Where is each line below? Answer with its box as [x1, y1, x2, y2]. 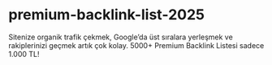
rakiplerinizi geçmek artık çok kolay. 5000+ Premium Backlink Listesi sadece [8, 40, 265, 50]
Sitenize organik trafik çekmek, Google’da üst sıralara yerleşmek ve [8, 32, 233, 42]
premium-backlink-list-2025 [8, 6, 205, 24]
